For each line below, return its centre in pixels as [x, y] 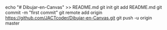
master [13, 23]
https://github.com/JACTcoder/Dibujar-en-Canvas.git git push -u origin [79, 18]
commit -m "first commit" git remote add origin [54, 12]
